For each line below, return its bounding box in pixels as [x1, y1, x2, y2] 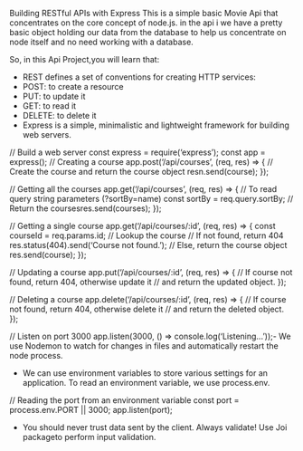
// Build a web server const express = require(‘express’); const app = [9, 147, 266, 158]
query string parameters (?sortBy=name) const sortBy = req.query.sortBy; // [9, 194, 294, 204]
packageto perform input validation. [22, 432, 156, 442]
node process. [9, 350, 63, 360]
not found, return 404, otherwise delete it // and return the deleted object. [9, 303, 285, 314]
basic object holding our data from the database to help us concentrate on [9, 27, 287, 37]
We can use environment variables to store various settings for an [22, 368, 269, 379]
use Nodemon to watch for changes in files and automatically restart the [9, 341, 279, 351]
